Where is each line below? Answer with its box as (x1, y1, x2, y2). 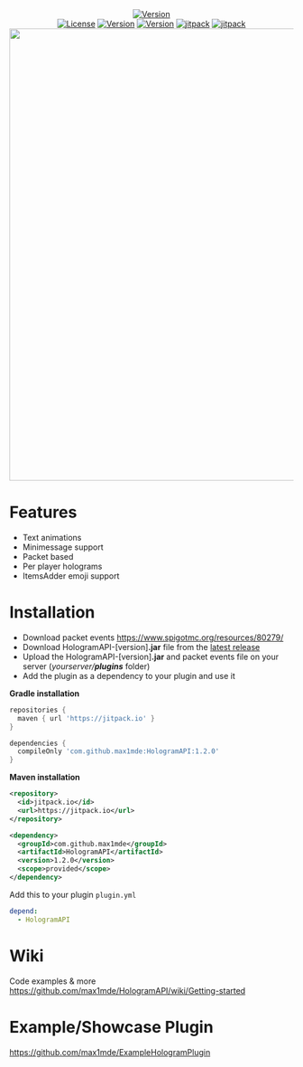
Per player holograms (22, 561, 103, 571)
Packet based (22, 551, 74, 562)
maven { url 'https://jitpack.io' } (17, 713, 155, 722)
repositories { (9, 705, 67, 714)
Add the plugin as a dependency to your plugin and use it (22, 670, 236, 681)
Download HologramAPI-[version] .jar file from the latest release (22, 641, 261, 652)
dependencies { (9, 739, 67, 748)
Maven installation (9, 772, 81, 783)
